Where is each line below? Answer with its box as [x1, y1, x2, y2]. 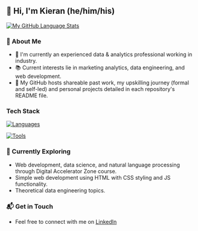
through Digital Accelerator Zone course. [14, 167, 117, 175]
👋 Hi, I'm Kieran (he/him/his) [6, 6, 115, 16]
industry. [14, 57, 37, 65]
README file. [14, 92, 48, 100]
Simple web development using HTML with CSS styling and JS [14, 174, 171, 181]
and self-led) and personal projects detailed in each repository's [14, 86, 175, 93]
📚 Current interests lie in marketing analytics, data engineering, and [14, 64, 185, 71]
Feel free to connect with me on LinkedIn [14, 218, 117, 225]
